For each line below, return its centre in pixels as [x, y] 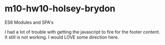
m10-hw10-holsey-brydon [60, 9]
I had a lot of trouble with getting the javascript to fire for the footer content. [82, 32]
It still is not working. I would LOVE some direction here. [62, 37]
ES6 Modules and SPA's [29, 22]
